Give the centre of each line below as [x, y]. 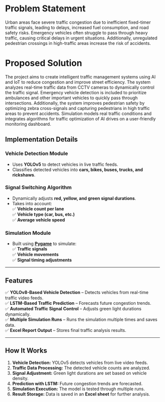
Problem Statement [45, 9]
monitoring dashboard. [28, 124]
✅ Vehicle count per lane [38, 209]
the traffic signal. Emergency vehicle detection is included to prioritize [76, 92]
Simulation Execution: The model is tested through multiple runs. [78, 389]
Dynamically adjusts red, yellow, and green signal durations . [74, 198]
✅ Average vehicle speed [39, 219]
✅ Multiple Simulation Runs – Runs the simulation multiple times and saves [81, 319]
